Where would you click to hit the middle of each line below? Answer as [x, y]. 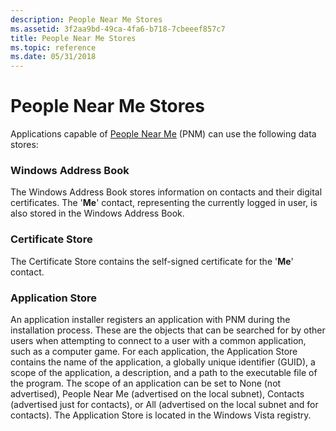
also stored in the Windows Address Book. [97, 213]
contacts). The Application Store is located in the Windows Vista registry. [161, 415]
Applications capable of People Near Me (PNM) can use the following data [163, 134]
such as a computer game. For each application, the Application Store [154, 351]
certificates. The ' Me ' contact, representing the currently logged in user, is [164, 203]
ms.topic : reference [53, 47]
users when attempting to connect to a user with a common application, [158, 340]
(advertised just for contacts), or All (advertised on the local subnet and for [164, 404]
